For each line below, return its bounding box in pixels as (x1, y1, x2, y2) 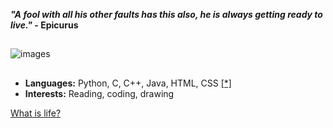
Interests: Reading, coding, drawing (24, 87, 175, 99)
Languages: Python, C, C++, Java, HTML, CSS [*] (24, 77, 232, 89)
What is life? (10, 107, 62, 119)
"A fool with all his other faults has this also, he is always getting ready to (10, 9, 323, 20)
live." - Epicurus (10, 19, 79, 31)
